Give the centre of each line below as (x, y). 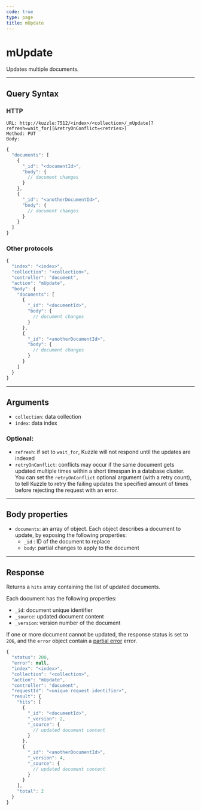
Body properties (37, 514)
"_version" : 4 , (47, 758)
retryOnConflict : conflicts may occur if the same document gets (95, 464)
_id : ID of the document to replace (67, 542)
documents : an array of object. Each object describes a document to (98, 529)
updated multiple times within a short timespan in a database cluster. (100, 471)
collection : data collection (48, 417)
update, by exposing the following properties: (71, 535)
